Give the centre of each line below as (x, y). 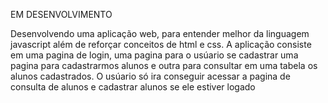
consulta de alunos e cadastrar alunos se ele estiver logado (133, 87)
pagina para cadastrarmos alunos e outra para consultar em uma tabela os (164, 65)
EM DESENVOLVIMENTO (61, 14)
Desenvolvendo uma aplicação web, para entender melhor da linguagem (160, 33)
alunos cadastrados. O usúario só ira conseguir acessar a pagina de (150, 76)
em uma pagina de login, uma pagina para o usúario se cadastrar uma (154, 55)
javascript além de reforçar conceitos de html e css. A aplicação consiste (161, 44)
